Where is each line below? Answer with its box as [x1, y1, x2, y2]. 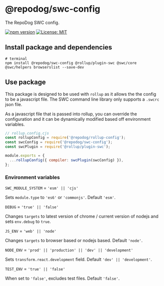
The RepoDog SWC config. [5, 20, 60, 25]
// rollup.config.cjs [5, 131, 49, 135]
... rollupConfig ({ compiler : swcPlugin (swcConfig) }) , [9, 157, 124, 162]
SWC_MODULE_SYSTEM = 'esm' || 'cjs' [5, 185, 79, 191]
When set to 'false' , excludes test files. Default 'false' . [5, 275, 120, 281]
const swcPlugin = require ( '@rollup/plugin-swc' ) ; [5, 144, 111, 150]
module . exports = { [5, 153, 45, 158]
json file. [5, 101, 23, 107]
